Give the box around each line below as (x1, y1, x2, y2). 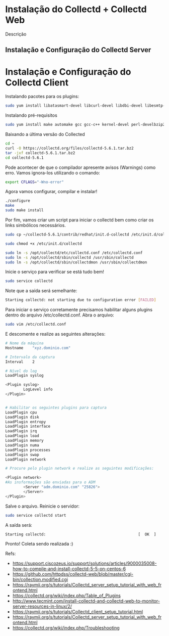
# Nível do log (5, 368, 37, 374)
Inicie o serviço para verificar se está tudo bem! (5, 269, 105, 275)
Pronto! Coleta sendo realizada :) (5, 541, 73, 547)
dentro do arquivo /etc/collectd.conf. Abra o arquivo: (5, 312, 114, 318)
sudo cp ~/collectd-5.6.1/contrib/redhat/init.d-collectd (5, 232, 129, 237)
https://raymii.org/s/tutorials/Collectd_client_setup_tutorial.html (12, 609, 143, 615)
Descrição (5, 31, 27, 37)
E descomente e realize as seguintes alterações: (5, 331, 106, 337)
